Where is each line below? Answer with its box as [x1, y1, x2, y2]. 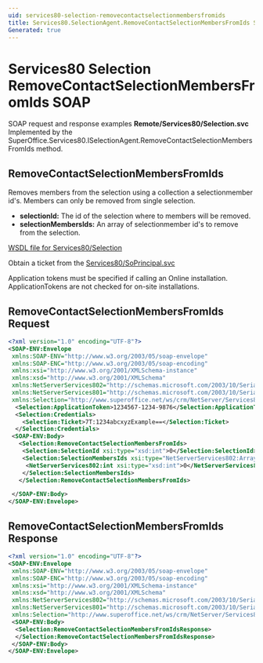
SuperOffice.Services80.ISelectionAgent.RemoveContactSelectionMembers [8, 136, 253, 145]
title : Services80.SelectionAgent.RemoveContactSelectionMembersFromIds [8, 19, 250, 27]
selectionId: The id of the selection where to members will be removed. [19, 211, 251, 220]
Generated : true [8, 26, 61, 34]
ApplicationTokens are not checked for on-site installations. [8, 282, 200, 291]
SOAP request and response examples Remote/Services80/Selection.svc [8, 119, 249, 129]
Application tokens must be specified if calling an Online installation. [8, 274, 229, 283]
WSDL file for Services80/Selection [8, 243, 123, 253]
